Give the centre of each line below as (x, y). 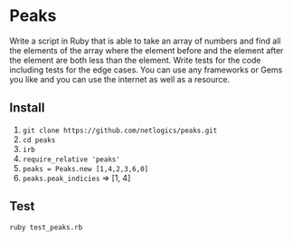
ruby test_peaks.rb (46, 227)
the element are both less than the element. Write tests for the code (135, 60)
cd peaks (39, 140)
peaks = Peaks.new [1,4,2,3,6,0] (85, 169)
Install (27, 108)
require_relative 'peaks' (71, 159)
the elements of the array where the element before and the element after (146, 50)
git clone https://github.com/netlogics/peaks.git (120, 130)
